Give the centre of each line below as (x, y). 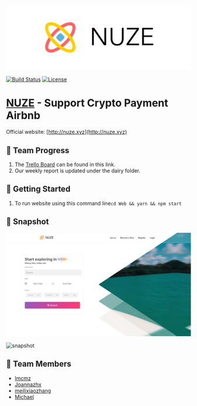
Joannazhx (28, 384)
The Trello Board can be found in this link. (65, 164)
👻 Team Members (39, 364)
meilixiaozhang (33, 390)
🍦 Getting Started (38, 189)
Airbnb (23, 116)
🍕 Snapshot (28, 222)
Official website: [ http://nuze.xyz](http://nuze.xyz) (67, 132)
